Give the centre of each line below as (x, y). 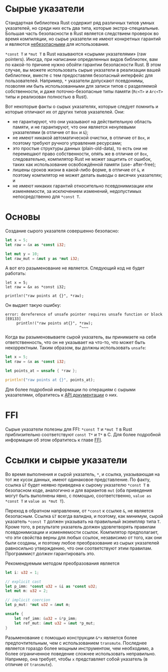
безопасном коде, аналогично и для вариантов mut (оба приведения (78, 490)
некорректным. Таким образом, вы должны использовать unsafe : (76, 348)
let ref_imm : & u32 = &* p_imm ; (46, 618)
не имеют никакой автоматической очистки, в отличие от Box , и (81, 138)
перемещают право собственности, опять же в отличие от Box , (80, 154)
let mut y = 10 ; (22, 254)
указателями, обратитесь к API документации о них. (61, 395)
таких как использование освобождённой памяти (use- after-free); (84, 164)
